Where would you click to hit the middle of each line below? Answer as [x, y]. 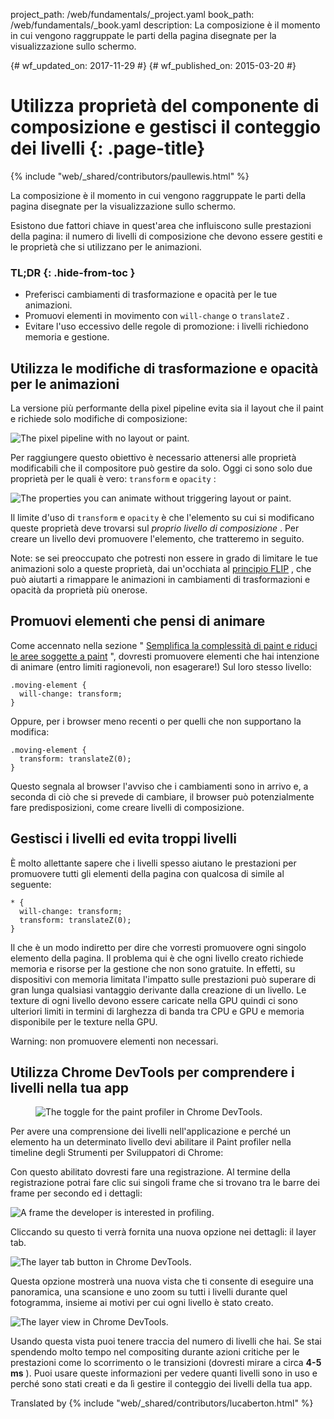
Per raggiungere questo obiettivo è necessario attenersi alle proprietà [153, 458]
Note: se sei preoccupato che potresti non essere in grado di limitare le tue [164, 558]
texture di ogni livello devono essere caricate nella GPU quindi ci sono [154, 1000]
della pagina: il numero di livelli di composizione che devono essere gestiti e [166, 236]
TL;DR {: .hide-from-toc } [73, 272]
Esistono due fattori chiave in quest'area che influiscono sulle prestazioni [161, 225]
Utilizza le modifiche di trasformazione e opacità [164, 368]
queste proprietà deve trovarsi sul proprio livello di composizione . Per [155, 528]
